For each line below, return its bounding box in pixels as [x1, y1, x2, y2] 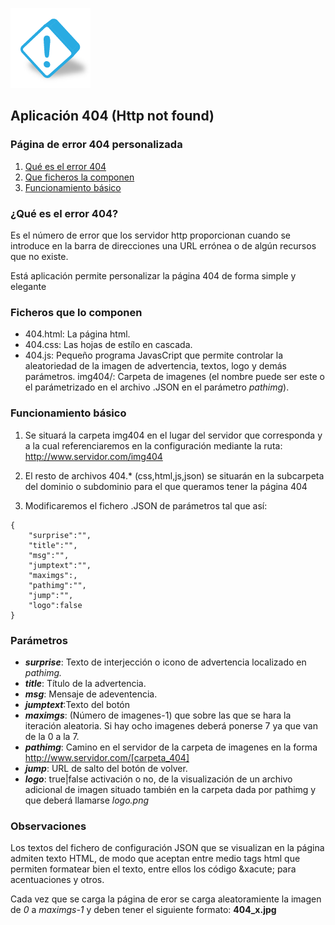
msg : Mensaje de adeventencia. [24, 688, 158, 700]
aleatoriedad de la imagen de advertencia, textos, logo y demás [24, 360, 287, 372]
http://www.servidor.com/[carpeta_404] [24, 751, 190, 763]
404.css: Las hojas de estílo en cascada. [24, 339, 193, 351]
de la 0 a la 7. [24, 730, 80, 742]
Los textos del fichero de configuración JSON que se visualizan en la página [10, 842, 325, 854]
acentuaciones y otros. [10, 874, 105, 886]
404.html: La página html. [24, 328, 131, 340]
